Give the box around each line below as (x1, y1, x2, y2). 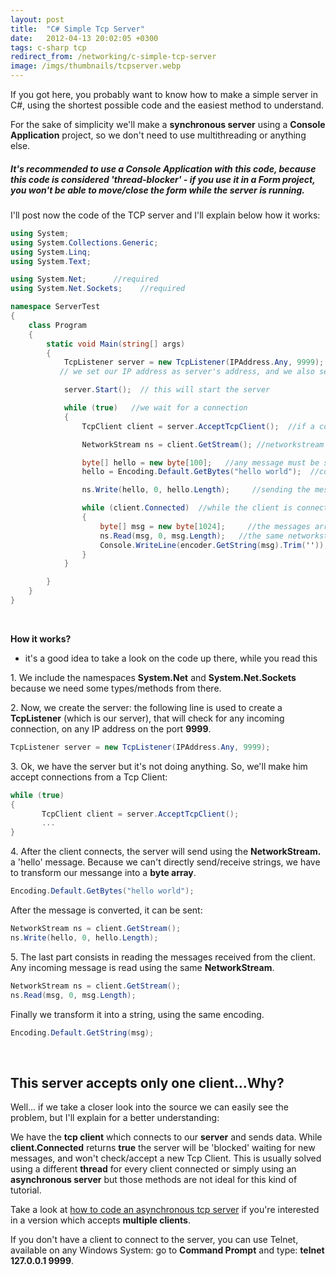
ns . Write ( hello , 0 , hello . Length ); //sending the (81, 485, 311, 495)
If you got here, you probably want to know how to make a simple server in (10, 89, 318, 100)
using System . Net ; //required (10, 274, 159, 285)
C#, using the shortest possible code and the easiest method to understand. (10, 99, 325, 111)
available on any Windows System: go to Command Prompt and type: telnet (10, 1244, 325, 1256)
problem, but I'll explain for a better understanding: (10, 1112, 220, 1124)
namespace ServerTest (10, 302, 101, 312)
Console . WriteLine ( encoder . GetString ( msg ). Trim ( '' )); (99, 540, 329, 550)
